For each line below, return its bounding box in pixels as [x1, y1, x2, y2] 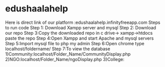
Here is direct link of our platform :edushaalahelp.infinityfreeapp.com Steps [5, 19, 160, 25]
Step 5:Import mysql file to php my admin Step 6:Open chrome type [5, 40, 144, 46]
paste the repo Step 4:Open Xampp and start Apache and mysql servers [5, 35, 154, 41]
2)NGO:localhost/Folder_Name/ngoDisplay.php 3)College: [5, 56, 124, 62]
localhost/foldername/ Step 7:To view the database [5, 46, 110, 52]
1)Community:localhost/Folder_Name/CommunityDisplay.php [5, 51, 131, 57]
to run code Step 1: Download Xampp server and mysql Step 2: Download [5, 24, 156, 30]
